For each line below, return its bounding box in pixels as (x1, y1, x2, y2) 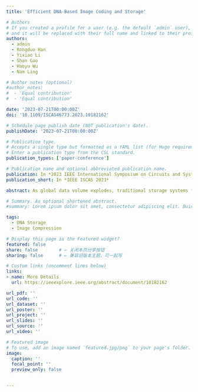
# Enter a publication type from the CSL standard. (6, 150, 136, 156)
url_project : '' (6, 312, 46, 318)
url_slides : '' (6, 318, 44, 324)
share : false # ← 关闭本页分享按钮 (6, 247, 105, 253)
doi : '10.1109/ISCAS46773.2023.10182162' (6, 112, 110, 118)
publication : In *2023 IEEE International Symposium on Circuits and (6, 171, 181, 177)
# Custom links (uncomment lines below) (6, 263, 107, 269)
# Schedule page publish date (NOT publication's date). (6, 122, 149, 129)
